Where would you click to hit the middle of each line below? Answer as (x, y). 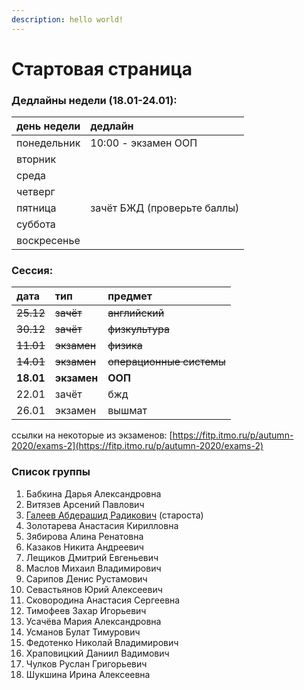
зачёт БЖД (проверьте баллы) (165, 208)
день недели (48, 126)
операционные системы (166, 362)
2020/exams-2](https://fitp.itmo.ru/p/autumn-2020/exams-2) (137, 446)
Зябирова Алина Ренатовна (84, 536)
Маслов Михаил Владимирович (93, 568)
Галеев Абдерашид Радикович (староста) (114, 515)
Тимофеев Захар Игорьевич (86, 610)
